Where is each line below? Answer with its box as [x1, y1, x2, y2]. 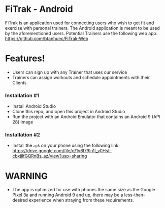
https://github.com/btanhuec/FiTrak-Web [5, 36, 89, 42]
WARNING [5, 170, 48, 181]
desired [12, 197, 28, 203]
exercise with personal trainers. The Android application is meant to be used [5, 25, 160, 31]
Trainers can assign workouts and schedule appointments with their [12, 74, 150, 80]
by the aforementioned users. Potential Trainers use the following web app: [5, 30, 158, 36]
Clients [12, 80, 27, 85]
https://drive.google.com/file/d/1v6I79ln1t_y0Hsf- [12, 148, 112, 154]
